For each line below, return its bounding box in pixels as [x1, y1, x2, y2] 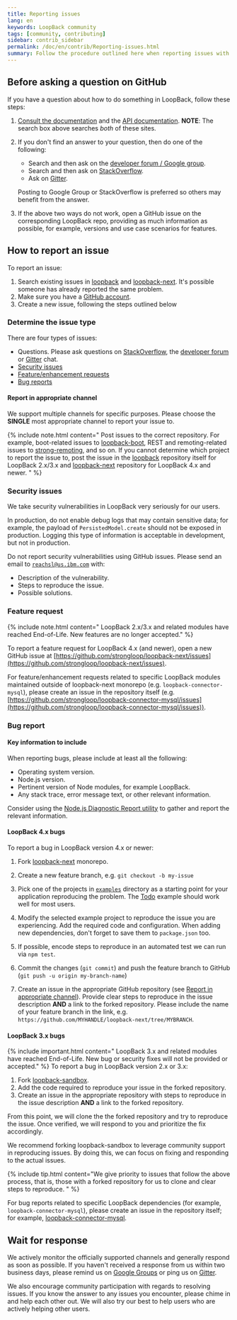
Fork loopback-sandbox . [17, 1076, 90, 1085]
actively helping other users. [7, 1304, 91, 1313]
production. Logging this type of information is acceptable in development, [7, 531, 225, 540]
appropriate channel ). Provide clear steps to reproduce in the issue [17, 992, 214, 1001]
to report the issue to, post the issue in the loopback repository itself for [7, 453, 217, 462]
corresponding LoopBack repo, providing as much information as [17, 216, 208, 225]
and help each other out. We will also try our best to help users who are [7, 1297, 216, 1305]
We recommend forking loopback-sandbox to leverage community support [7, 1141, 226, 1150]
